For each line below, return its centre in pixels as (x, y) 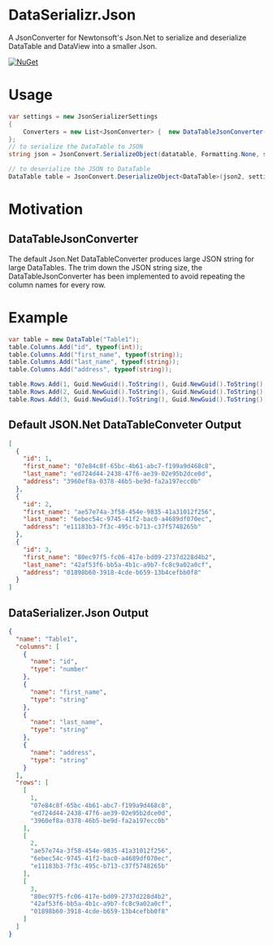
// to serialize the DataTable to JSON (76, 147)
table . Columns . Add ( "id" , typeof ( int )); (76, 347)
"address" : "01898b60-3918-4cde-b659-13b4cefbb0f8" (112, 572)
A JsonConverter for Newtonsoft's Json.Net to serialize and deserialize (128, 37)
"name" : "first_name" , (68, 692)
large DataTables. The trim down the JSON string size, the (106, 267)
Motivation (46, 210)
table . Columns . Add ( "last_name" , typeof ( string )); (94, 362)
